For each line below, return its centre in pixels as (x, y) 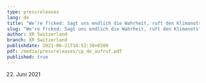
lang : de (18, 18)
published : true (28, 57)
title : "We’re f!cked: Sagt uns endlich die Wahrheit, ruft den (90, 23)
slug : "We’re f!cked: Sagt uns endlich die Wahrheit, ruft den (89, 29)
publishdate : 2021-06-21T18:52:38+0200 (58, 46)
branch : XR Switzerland (37, 40)
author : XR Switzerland (37, 35)
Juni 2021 (28, 74)
